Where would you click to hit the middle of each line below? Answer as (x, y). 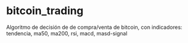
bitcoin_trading (45, 11)
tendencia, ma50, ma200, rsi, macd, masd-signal (67, 33)
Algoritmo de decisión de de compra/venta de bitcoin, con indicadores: (94, 27)
